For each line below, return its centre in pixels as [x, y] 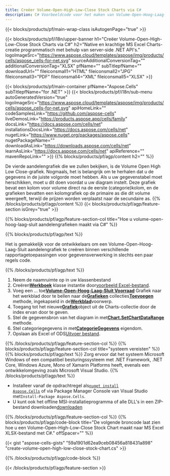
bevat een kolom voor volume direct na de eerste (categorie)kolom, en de [82, 187]
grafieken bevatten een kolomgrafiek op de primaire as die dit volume [78, 193]
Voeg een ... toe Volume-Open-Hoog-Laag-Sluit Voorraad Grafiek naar [87, 290]
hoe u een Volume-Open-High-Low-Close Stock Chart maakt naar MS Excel [84, 427]
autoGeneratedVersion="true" [36, 97]
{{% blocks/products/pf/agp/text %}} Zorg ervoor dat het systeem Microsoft [85, 354]
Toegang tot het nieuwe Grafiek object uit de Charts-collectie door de [84, 306]
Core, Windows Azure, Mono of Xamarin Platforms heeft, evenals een [78, 365]
